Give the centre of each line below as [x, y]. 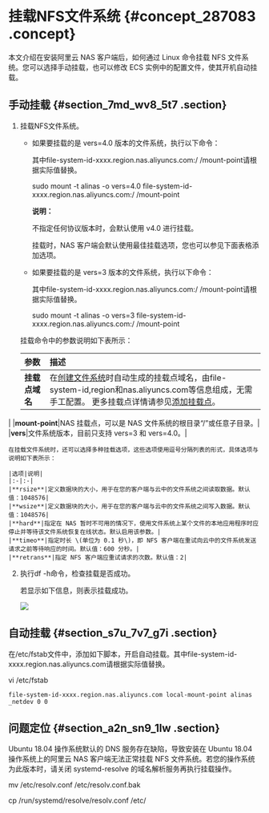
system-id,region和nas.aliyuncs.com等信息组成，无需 [151, 390]
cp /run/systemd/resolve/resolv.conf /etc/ [77, 801]
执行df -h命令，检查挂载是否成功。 [77, 573]
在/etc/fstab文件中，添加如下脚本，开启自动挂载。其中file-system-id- [123, 653]
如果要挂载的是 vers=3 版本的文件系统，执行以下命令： [122, 272]
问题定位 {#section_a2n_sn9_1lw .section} [114, 728]
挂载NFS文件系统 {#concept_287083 [132, 16]
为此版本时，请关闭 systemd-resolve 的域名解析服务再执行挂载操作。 [122, 769]
